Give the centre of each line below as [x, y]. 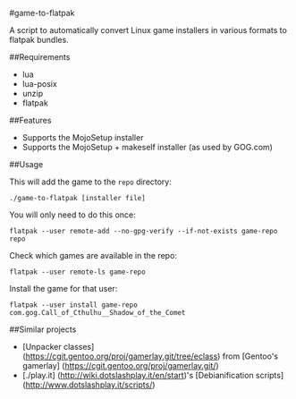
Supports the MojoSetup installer [83, 137]
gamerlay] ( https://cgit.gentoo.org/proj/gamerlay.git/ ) [120, 365]
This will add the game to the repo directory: [91, 182]
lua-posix [40, 84]
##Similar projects [43, 329]
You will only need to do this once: [72, 215]
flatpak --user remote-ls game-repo [77, 272]
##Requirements [40, 57]
